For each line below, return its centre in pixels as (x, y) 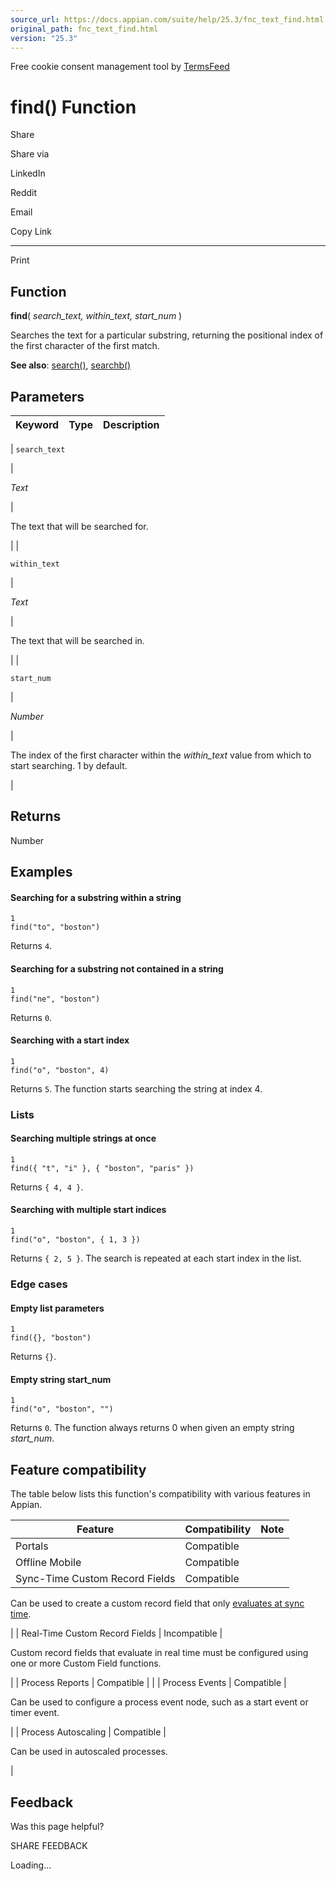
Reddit (24, 193)
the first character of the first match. (85, 346)
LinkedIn (28, 173)
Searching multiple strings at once (83, 1138)
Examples (41, 872)
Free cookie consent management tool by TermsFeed (120, 67)
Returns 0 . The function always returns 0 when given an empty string (152, 1428)
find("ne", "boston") (55, 999)
